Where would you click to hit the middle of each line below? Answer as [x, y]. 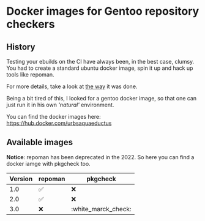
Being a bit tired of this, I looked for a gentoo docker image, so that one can [102, 98]
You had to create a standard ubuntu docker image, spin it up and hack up [100, 68]
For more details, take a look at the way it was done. [72, 86]
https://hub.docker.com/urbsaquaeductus [59, 123]
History [21, 47]
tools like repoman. [30, 74]
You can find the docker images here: [54, 117]
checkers [31, 24]
